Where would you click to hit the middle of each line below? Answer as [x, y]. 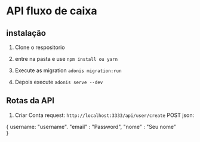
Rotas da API [30, 101]
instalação [26, 33]
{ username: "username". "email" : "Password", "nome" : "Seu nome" [91, 126]
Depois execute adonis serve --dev [59, 82]
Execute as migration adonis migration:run [68, 70]
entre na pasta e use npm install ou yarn [66, 59]
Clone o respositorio [40, 47]
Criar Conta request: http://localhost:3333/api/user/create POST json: [104, 115]
